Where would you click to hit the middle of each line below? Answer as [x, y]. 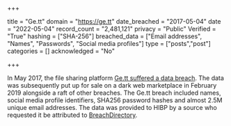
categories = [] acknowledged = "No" [61, 51]
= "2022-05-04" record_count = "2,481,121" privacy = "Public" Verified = [112, 29]
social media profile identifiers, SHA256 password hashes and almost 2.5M [115, 100]
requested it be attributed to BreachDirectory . [72, 115]
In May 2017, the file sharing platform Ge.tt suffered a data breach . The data [116, 78]
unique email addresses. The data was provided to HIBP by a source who [112, 108]
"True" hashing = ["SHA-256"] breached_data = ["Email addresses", [105, 36]
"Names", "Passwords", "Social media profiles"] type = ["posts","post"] [109, 44]
